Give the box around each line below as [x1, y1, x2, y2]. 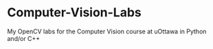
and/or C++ [7, 34, 41, 42]
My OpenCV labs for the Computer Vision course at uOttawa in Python [7, 27, 207, 35]
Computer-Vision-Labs [7, 5, 142, 20]
